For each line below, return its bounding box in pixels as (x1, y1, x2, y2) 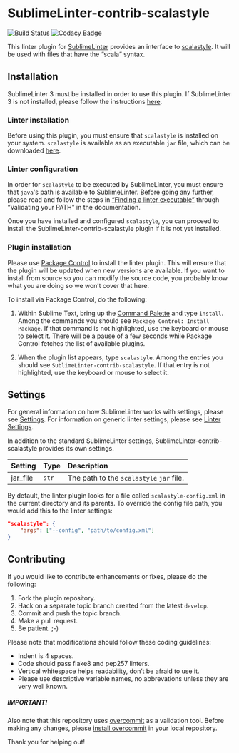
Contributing (7, 553, 66, 565)
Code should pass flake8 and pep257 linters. (17, 659, 150, 667)
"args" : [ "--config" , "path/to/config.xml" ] (20, 527, 155, 534)
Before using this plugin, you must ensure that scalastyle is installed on (7, 131, 219, 140)
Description (67, 461, 108, 471)
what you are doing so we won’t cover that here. (7, 281, 150, 290)
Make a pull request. (17, 616, 78, 625)
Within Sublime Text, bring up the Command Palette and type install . (17, 309, 224, 317)
